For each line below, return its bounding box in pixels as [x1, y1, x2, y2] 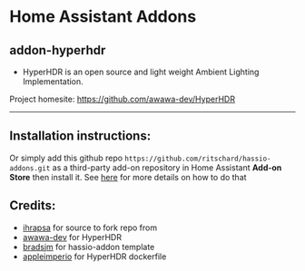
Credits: [9, 198, 56, 214]
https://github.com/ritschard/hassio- [124, 154, 271, 163]
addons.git [9, 163, 51, 173]
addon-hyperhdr [9, 43, 106, 58]
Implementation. [22, 76, 84, 87]
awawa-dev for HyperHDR [22, 231, 123, 242]
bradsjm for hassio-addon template [22, 241, 155, 252]
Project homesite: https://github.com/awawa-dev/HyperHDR [9, 93, 236, 104]
